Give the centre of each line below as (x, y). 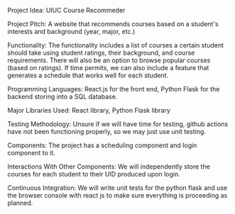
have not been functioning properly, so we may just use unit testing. (106, 131)
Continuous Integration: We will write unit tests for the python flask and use (117, 188)
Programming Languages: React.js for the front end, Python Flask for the (114, 89)
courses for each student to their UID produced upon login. (94, 174)
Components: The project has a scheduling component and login (102, 145)
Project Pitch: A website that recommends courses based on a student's (113, 24)
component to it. (31, 153)
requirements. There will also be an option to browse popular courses (109, 60)
